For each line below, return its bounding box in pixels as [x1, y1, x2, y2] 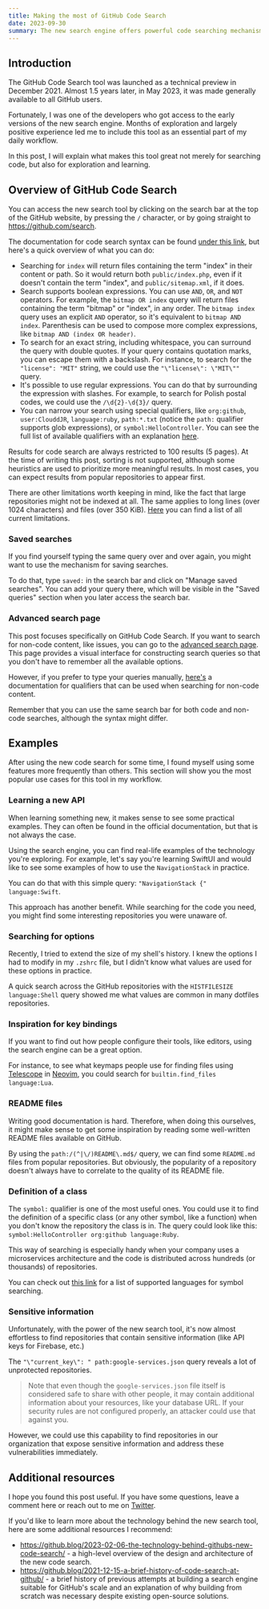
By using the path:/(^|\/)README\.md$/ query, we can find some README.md [8, 1148, 255, 1158]
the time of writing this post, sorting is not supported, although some [8, 455, 235, 465]
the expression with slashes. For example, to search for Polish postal [19, 389, 247, 398]
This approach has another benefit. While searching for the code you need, [8, 902, 257, 912]
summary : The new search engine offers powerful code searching [8, 26, 227, 34]
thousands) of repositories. [8, 1262, 98, 1271]
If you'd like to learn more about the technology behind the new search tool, [8, 1516, 259, 1526]
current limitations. [8, 514, 70, 523]
